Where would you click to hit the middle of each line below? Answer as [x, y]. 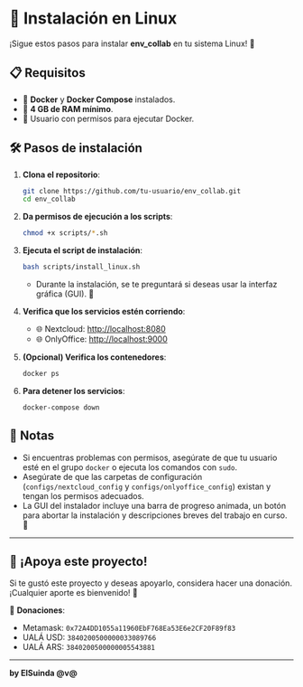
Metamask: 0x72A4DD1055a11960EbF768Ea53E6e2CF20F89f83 [129, 628]
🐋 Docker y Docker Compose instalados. [99, 99]
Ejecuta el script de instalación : [82, 250]
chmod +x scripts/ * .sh [65, 233]
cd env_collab [49, 199]
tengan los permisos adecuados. [83, 495]
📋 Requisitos [47, 73]
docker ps [41, 374]
